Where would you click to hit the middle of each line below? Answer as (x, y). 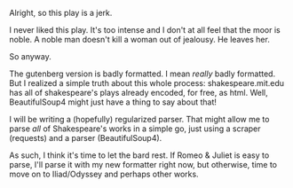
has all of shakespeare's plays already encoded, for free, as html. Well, (139, 93)
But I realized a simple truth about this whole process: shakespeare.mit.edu (147, 83)
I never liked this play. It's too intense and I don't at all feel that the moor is (145, 30)
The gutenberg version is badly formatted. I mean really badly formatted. (143, 74)
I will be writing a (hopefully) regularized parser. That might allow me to (139, 119)
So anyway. (30, 56)
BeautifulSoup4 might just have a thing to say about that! (113, 102)
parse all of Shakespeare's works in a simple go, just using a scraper (135, 129)
